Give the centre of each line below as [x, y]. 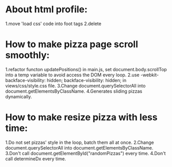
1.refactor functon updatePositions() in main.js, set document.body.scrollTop [86, 69]
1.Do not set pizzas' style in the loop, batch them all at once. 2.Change [80, 142]
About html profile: [46, 9]
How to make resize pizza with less [81, 118]
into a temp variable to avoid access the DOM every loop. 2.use [72, 75]
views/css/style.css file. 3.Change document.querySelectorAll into [75, 86]
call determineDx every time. [36, 159]
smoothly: [27, 55]
